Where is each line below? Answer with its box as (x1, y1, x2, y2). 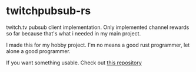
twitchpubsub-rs (6, 4, 91, 18)
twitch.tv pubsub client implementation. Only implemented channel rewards (6, 24, 190, 31)
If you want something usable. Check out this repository (6, 59, 142, 66)
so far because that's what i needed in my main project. (6, 30, 141, 37)
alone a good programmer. (6, 47, 71, 54)
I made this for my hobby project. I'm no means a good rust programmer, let (6, 41, 190, 48)
